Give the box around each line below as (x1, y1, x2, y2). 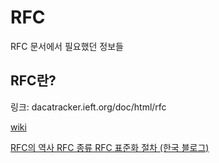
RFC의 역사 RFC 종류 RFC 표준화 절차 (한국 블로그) (10, 141, 210, 153)
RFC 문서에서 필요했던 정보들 (10, 40, 124, 52)
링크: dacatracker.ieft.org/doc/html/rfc (10, 101, 167, 113)
